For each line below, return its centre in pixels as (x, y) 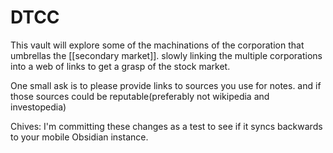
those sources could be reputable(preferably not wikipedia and (140, 96)
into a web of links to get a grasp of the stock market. (120, 66)
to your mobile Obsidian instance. (79, 137)
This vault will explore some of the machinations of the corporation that (157, 45)
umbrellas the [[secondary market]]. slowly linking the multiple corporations (166, 55)
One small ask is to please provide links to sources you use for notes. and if (166, 85)
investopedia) (38, 107)
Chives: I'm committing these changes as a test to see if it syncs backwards (166, 126)
